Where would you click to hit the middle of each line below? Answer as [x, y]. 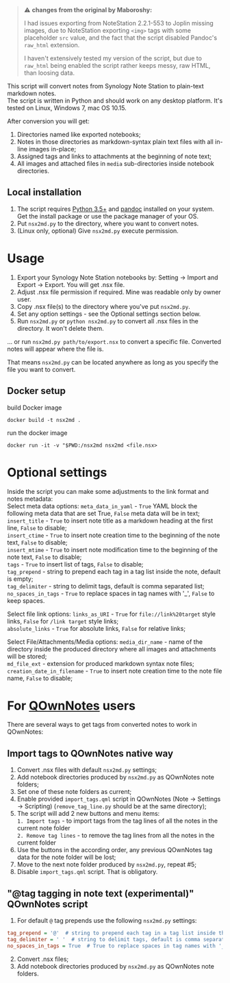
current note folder [43, 828]
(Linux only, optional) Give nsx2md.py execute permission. [98, 231]
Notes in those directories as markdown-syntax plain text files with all [115, 142]
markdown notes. [32, 93]
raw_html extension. [52, 45]
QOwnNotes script [48, 904]
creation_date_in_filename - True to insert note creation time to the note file [115, 671]
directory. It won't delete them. [60, 328]
